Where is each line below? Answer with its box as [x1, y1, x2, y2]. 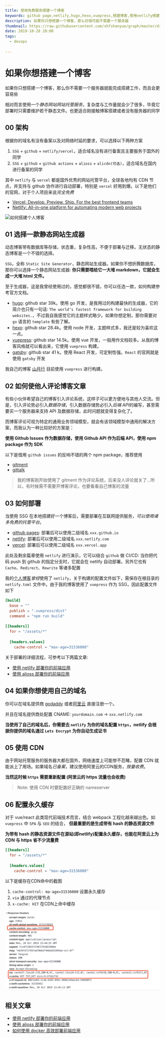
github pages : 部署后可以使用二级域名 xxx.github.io [12, 529, 119, 535]
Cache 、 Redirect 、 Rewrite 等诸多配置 [5, 564, 81, 571]
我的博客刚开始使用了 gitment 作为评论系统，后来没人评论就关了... [17, 477, 151, 483]
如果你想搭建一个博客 [5, 67, 92, 79]
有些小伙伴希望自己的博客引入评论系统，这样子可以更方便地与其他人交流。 [5, 396, 156, 402]
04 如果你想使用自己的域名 [5, 687, 87, 695]
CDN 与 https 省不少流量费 [5, 837, 59, 843]
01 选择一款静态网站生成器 [5, 230, 85, 238]
